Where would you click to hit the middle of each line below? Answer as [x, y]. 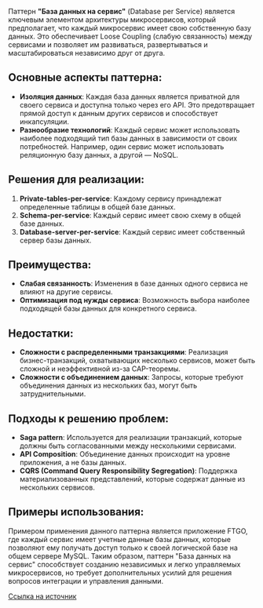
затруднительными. [53, 394]
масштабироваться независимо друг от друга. [87, 53]
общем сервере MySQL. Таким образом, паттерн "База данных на [120, 555]
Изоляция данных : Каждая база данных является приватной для [130, 96]
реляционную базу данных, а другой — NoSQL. [99, 155]
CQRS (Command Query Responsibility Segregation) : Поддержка [128, 471]
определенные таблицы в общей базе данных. [97, 206]
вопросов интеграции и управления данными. [86, 581]
